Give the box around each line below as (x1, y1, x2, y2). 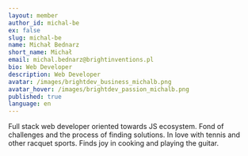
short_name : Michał (8, 48, 73, 56)
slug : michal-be (8, 33, 62, 42)
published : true (8, 93, 62, 101)
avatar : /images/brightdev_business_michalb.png (8, 78, 172, 86)
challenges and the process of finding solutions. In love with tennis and (8, 130, 240, 139)
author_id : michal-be (8, 19, 80, 27)
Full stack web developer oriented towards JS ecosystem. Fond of (8, 122, 224, 131)
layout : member (8, 11, 59, 20)
